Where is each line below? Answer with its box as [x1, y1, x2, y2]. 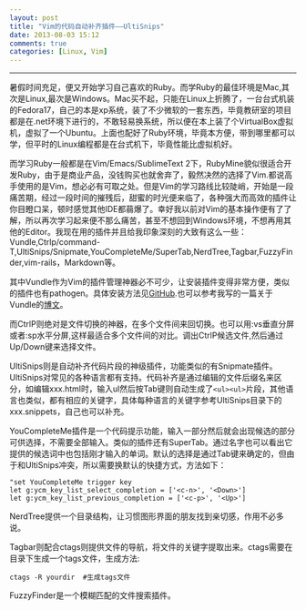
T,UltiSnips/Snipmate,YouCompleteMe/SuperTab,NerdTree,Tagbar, [9, 247, 260, 258]
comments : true [9, 38, 67, 48]
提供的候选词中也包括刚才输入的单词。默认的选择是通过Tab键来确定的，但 [9, 448, 287, 460]
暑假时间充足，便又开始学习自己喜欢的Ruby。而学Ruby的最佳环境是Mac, [9, 82, 282, 93]
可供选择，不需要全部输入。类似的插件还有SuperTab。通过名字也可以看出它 [9, 437, 293, 448]
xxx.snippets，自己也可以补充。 [9, 406, 129, 417]
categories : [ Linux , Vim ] [9, 47, 107, 56]
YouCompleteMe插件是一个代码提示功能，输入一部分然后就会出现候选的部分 [9, 425, 296, 437]
